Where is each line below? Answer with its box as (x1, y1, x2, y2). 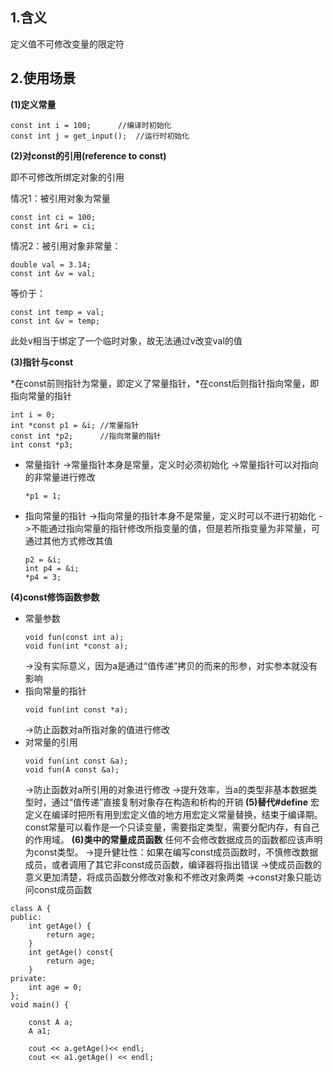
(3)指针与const (10, 356, 74, 368)
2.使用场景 (10, 70, 77, 87)
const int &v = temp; (10, 316, 101, 326)
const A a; (28, 1017, 74, 1027)
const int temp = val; (10, 307, 105, 317)
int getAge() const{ (28, 947, 114, 957)
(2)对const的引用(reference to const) (10, 149, 167, 162)
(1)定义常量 (10, 98, 57, 110)
